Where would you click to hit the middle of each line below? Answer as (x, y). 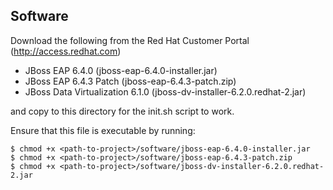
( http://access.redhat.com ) (66, 51)
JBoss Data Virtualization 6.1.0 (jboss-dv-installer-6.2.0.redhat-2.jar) (165, 91)
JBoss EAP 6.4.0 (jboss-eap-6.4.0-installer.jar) (121, 70)
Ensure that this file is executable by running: (103, 130)
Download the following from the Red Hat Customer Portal (130, 40)
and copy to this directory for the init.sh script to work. (122, 111)
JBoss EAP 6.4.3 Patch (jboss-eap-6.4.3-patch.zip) (130, 81)
